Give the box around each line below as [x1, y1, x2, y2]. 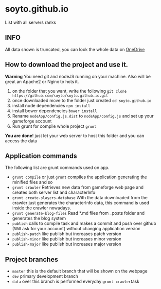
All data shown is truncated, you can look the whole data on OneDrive [5, 46, 145, 52]
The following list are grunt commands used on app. [5, 165, 109, 170]
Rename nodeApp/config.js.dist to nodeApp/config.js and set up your [12, 113, 154, 119]
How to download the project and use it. [5, 61, 128, 69]
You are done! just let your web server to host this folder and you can [5, 133, 144, 138]
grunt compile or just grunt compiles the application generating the [12, 174, 147, 180]
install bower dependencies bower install [12, 108, 97, 114]
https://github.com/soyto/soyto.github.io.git [12, 93, 108, 98]
